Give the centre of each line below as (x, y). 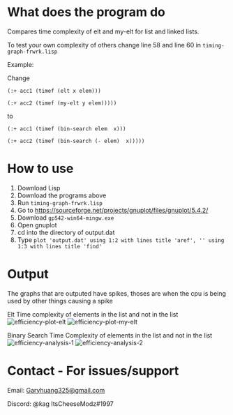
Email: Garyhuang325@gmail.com (56, 390)
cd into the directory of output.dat (66, 232)
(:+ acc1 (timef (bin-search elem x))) (67, 129)
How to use (40, 169)
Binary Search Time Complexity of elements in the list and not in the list (110, 335)
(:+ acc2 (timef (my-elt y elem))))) (62, 103)
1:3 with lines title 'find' (60, 246)
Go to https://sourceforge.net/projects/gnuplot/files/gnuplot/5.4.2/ (113, 210)
